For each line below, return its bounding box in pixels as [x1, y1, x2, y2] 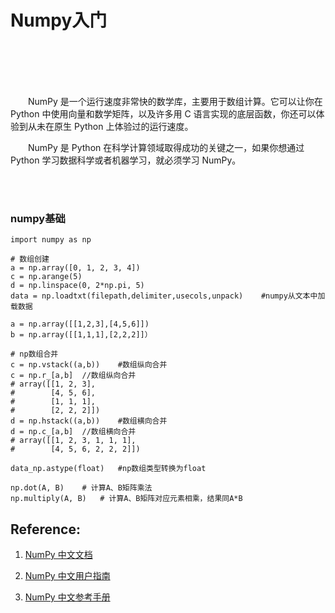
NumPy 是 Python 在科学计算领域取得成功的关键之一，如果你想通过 [28, 141, 305, 153]
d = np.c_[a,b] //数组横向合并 [10, 427, 137, 437]
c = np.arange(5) [10, 272, 83, 282]
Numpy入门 [10, 9, 108, 32]
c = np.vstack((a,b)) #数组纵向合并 [10, 360, 168, 370]
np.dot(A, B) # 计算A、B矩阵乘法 [10, 483, 153, 493]
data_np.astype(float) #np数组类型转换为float [10, 464, 207, 474]
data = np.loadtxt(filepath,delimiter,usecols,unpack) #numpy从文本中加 [10, 291, 326, 301]
